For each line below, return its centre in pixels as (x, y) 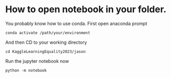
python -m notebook (26, 70)
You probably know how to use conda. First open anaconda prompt (76, 23)
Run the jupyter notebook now (37, 61)
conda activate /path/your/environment (48, 33)
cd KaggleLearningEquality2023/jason (46, 51)
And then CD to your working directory (46, 42)
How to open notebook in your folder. (86, 9)
